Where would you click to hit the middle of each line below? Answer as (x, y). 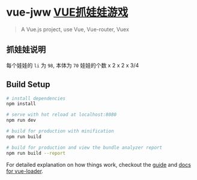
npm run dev (21, 121)
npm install (21, 104)
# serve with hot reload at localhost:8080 (62, 115)
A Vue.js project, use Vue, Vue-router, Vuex (75, 29)
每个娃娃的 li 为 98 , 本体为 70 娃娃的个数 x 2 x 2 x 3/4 (73, 65)
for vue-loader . (25, 171)
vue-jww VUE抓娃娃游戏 (67, 12)
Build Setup (28, 85)
